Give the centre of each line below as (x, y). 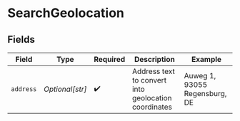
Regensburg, (205, 94)
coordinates (152, 107)
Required (110, 59)
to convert (149, 80)
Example (207, 59)
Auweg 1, (200, 76)
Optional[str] (65, 89)
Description (155, 59)
